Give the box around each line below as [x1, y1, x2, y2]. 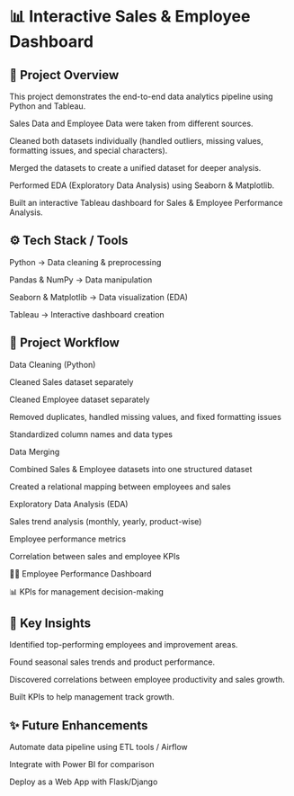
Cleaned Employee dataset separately [9, 394, 150, 405]
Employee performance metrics [9, 533, 127, 544]
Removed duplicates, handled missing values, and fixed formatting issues [9, 411, 281, 422]
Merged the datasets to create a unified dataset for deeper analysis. [9, 163, 262, 173]
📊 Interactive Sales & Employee [9, 6, 251, 27]
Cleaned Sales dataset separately [9, 376, 134, 387]
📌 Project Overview [9, 67, 120, 83]
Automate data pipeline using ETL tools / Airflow [9, 742, 189, 753]
